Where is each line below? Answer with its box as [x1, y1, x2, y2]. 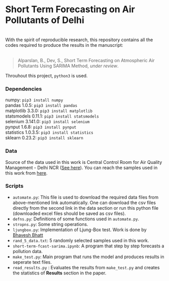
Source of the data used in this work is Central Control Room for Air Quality [5, 159, 162, 165]
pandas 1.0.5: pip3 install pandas [5, 102, 78, 108]
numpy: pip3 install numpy [5, 97, 63, 103]
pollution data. [12, 248, 43, 254]
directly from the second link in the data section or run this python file [12, 205, 159, 211]
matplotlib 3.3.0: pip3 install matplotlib [5, 108, 93, 114]
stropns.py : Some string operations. [12, 221, 88, 227]
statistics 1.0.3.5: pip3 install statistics [5, 129, 94, 135]
